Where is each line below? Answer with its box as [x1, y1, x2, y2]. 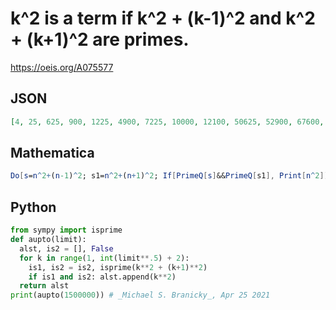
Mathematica [10, 145, 95, 162]
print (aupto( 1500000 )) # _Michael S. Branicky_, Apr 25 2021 [10, 290, 271, 301]
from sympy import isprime [10, 225, 123, 236]
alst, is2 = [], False [19, 243, 114, 254]
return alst [19, 281, 70, 291]
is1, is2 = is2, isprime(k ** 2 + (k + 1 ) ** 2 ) [28, 262, 208, 272]
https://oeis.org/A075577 [10, 61, 114, 73]
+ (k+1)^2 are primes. [10, 28, 190, 51]
